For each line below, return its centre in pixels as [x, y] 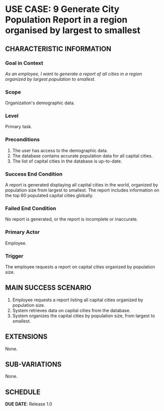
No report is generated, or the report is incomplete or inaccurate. [72, 219]
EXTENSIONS [26, 337]
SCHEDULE [23, 392]
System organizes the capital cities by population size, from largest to [83, 316]
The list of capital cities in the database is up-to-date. [67, 161]
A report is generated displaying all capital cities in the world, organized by [82, 185]
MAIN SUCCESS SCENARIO [48, 288]
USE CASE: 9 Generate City [62, 9]
